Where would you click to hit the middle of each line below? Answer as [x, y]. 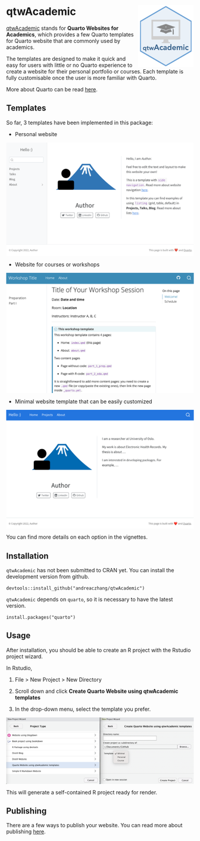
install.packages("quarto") [41, 618]
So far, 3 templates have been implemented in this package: [80, 122]
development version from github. [48, 577]
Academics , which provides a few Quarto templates [70, 34]
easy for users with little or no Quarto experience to [69, 65]
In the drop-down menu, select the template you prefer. [83, 709]
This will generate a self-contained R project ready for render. [82, 792]
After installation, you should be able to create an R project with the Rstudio [99, 650]
